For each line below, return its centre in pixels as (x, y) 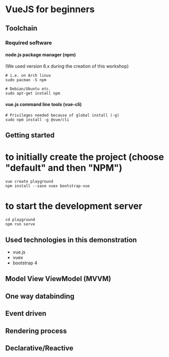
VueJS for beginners (50, 9)
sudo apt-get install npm (33, 93)
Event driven (26, 313)
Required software (29, 43)
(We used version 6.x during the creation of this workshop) (67, 66)
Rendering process (36, 331)
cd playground (20, 220)
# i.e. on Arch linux (28, 75)
